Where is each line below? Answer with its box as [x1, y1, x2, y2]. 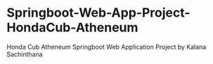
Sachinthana [6, 50, 43, 58]
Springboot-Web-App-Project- [6, 5, 191, 21]
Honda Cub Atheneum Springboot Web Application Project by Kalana [6, 42, 207, 51]
